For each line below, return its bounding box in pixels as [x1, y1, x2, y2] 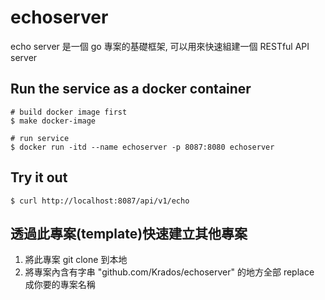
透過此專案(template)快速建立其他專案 [10, 225, 248, 242]
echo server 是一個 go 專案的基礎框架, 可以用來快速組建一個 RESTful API [10, 40, 310, 52]
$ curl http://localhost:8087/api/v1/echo [10, 196, 190, 206]
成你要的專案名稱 [24, 279, 96, 291]
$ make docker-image [10, 116, 97, 126]
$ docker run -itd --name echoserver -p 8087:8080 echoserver [10, 142, 275, 152]
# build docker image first [10, 107, 128, 117]
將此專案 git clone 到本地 [24, 254, 128, 266]
